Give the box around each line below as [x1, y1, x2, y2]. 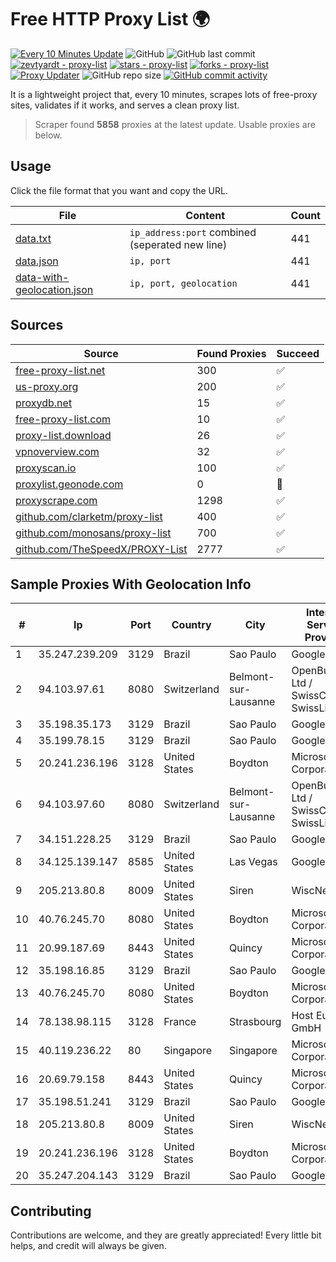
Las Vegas [229, 855, 278, 869]
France [163, 1015, 197, 1029]
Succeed [276, 346, 320, 360]
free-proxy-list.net [15, 363, 106, 377]
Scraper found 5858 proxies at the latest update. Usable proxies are [34, 118, 316, 130]
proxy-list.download [15, 428, 112, 442]
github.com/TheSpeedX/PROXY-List [15, 542, 188, 556]
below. [34, 129, 63, 141]
